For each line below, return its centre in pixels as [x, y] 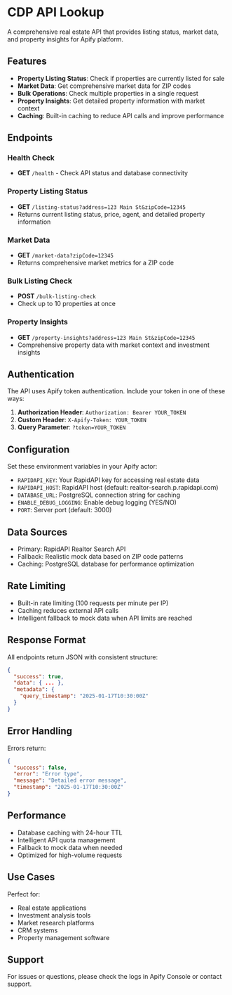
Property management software [63, 937]
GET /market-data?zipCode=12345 [66, 255]
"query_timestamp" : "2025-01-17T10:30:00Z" [84, 696]
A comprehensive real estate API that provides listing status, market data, [113, 32]
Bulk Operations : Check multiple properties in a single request [108, 93]
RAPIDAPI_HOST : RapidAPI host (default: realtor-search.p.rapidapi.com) [118, 488]
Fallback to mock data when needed [70, 847]
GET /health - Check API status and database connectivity [102, 173]
